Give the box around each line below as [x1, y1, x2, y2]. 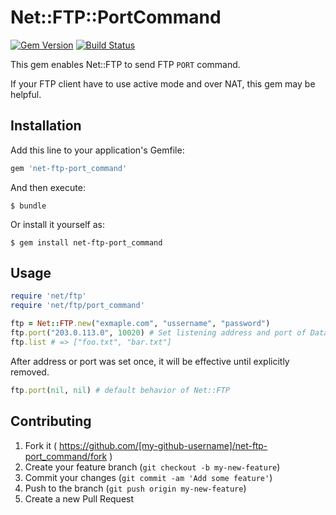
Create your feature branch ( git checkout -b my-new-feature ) [24, 461, 281, 473]
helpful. [10, 88, 42, 100]
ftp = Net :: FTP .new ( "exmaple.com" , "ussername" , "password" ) [10, 319, 271, 329]
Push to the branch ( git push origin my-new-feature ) [24, 482, 247, 494]
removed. [10, 366, 50, 378]
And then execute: [10, 181, 86, 193]
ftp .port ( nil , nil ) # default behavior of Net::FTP [10, 385, 230, 395]
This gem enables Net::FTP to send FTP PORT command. [10, 58, 241, 70]
